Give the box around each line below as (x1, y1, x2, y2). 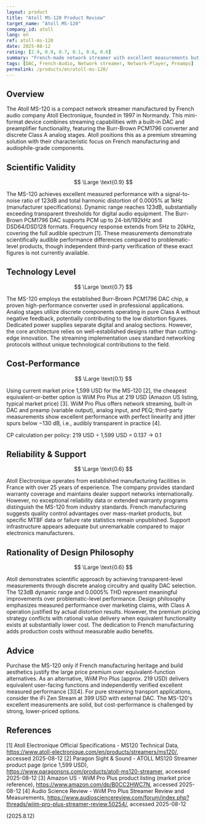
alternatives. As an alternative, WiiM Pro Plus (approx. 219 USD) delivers (6, 675, 189, 682)
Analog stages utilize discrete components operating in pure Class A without (6, 308, 200, 315)
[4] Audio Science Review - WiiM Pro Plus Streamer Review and (22, 787, 184, 794)
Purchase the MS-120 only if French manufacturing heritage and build (6, 662, 183, 670)
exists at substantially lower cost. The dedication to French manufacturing (6, 621, 194, 628)
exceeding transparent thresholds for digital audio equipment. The (6, 210, 174, 217)
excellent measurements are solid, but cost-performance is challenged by (6, 701, 194, 708)
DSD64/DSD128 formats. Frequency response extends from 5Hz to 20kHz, (6, 223, 196, 230)
